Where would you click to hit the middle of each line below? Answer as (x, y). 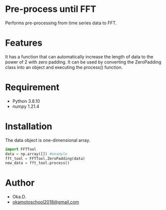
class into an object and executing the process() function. (64, 67)
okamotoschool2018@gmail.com (46, 202)
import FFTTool (21, 149)
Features (24, 43)
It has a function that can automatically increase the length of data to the (79, 57)
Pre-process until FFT (51, 9)
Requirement (32, 87)
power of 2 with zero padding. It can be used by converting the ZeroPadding (83, 62)
